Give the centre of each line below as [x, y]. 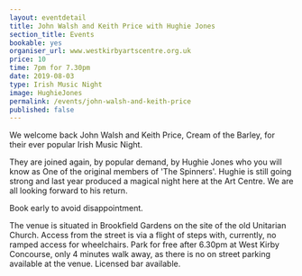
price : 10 [28, 59]
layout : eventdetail [48, 18]
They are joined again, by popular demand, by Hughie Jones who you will [146, 162]
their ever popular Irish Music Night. [76, 145]
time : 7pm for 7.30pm [50, 68]
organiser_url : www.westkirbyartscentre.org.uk [101, 51]
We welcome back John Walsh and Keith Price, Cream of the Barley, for [142, 135]
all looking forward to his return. [69, 191]
